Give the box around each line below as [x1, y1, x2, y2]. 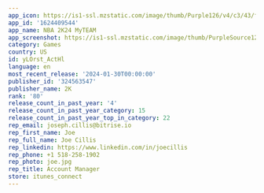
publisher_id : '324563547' [8, 77, 97, 85]
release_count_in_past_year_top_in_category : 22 [8, 114, 170, 122]
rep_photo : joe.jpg [8, 158, 72, 166]
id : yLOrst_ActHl [8, 56, 65, 64]
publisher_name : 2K [8, 84, 72, 93]
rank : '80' [8, 92, 44, 100]
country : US [8, 48, 47, 56]
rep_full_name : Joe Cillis [8, 135, 97, 144]
